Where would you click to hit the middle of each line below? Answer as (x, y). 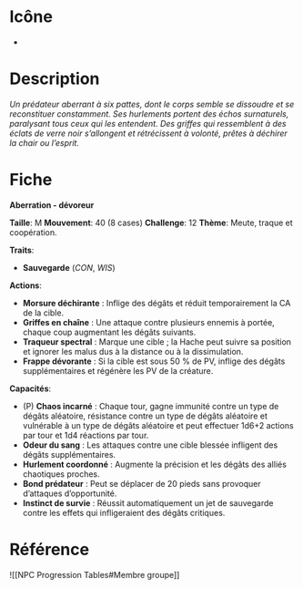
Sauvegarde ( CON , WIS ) (69, 267)
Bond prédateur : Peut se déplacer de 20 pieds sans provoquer (141, 483)
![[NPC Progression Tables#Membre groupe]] (95, 574)
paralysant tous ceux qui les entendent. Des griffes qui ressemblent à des (148, 123)
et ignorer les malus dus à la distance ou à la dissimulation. (133, 351)
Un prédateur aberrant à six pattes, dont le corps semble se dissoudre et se (152, 104)
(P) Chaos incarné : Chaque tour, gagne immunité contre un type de (151, 406)
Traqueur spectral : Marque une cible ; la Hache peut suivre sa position (157, 341)
